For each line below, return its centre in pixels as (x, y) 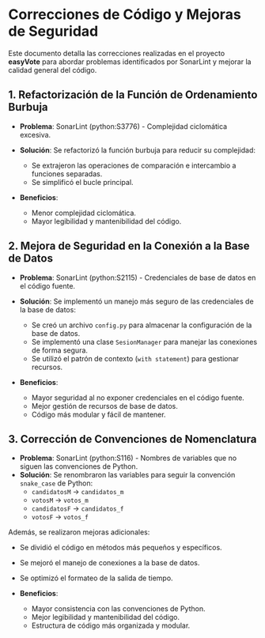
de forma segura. (60, 350)
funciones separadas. (67, 174)
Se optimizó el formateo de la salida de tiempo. (96, 578)
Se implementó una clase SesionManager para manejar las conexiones (144, 342)
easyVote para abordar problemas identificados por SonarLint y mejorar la (130, 62)
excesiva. (35, 134)
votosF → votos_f (60, 517)
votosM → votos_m (60, 500)
